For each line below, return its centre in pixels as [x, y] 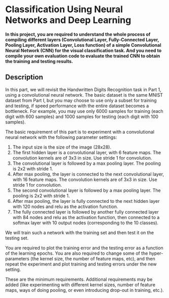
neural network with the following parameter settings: [61, 137]
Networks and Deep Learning [68, 20]
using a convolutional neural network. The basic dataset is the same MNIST [84, 95]
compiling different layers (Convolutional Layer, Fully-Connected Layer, [82, 40]
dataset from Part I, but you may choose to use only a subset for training [81, 100]
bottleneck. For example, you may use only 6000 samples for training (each [84, 111]
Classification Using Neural [64, 9]
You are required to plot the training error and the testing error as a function [84, 248]
